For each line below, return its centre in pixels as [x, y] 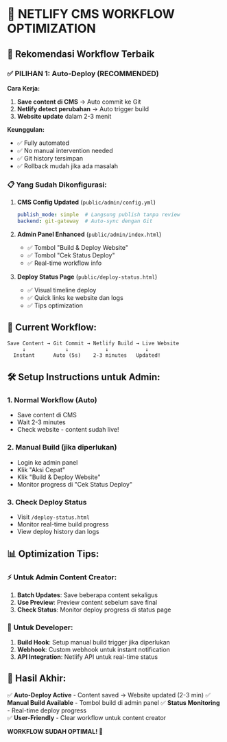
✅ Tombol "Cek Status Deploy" [71, 255]
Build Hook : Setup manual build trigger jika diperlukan [93, 642]
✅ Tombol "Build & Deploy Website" [78, 247]
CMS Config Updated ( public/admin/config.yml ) [86, 202]
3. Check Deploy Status [47, 502]
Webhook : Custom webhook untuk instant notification [93, 649]
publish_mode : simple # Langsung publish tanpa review [98, 215]
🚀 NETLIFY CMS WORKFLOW [91, 14]
